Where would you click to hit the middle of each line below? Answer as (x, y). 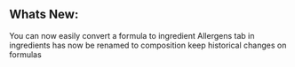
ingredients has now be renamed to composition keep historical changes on (148, 45)
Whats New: (44, 15)
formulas (25, 54)
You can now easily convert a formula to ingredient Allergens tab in (132, 35)
